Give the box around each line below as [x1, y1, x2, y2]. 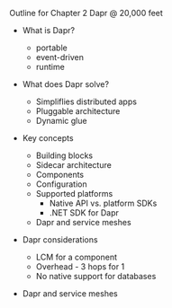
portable [35, 42, 68, 53]
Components [35, 170, 84, 180]
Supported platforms [35, 189, 113, 198]
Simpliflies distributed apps [35, 96, 138, 107]
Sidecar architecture [35, 160, 113, 170]
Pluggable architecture [35, 106, 121, 116]
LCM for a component [35, 251, 118, 262]
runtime [35, 62, 65, 72]
